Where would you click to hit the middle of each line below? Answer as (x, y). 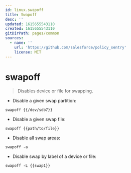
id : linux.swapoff (24, 10)
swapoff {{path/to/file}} (32, 129)
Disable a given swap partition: (44, 101)
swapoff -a (17, 147)
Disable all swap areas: (36, 138)
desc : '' (14, 19)
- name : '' (21, 43)
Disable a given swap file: (39, 120)
